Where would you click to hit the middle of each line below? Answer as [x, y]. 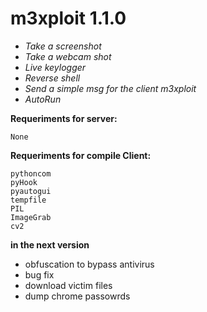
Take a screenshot [63, 46]
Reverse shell [52, 78]
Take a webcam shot [68, 56]
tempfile [28, 200]
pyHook [24, 182]
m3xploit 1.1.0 [68, 18]
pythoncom [31, 173]
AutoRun [43, 99]
